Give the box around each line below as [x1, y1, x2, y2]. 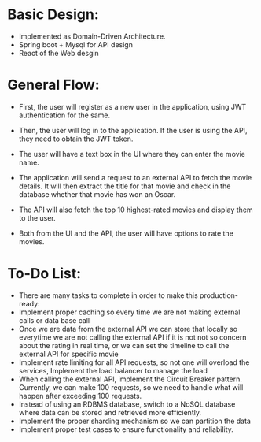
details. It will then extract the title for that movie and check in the [18, 181, 231, 191]
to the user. [18, 213, 56, 222]
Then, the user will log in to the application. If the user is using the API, [18, 125, 248, 135]
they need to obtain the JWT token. [18, 134, 134, 143]
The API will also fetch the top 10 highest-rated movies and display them [18, 205, 253, 214]
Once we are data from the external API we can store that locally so [18, 324, 237, 333]
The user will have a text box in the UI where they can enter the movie [18, 149, 245, 158]
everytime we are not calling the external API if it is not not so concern [18, 332, 247, 342]
